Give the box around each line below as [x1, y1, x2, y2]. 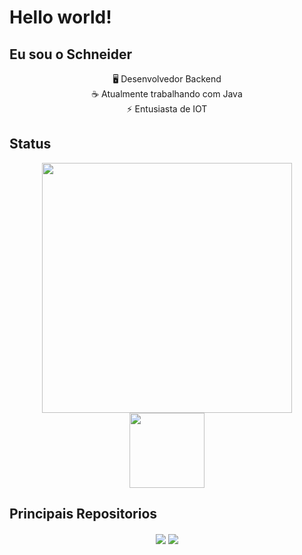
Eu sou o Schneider [9, 46, 133, 63]
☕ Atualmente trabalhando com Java [91, 88, 243, 100]
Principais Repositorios [9, 506, 158, 523]
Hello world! [9, 6, 112, 29]
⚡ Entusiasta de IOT [126, 103, 208, 115]
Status [9, 136, 52, 153]
